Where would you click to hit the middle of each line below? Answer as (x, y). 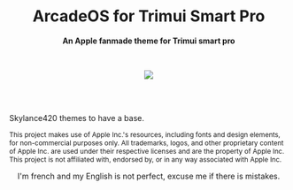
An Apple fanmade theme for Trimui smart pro (149, 41)
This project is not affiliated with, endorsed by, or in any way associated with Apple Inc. (146, 160)
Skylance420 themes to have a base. (77, 118)
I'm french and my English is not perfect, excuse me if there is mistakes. (149, 176)
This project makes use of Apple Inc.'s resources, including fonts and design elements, (145, 134)
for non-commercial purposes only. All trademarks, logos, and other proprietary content (146, 143)
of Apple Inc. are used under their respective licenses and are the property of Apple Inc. (147, 151)
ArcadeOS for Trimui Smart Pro (149, 16)
